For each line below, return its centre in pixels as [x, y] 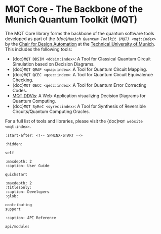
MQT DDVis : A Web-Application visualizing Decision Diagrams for [79, 96]
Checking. [23, 80]
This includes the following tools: [39, 49]
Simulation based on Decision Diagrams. [53, 64]
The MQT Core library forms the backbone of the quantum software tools [80, 33]
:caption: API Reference [31, 218]
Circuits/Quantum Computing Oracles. [51, 111]
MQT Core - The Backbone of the [74, 9]
